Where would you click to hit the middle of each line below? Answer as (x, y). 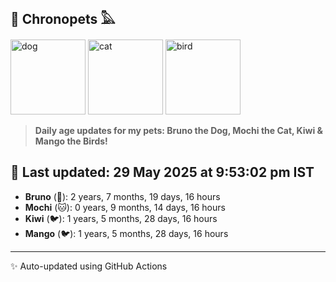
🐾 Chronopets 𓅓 (63, 19)
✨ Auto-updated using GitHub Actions (89, 266)
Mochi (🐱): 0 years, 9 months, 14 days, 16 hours (125, 207)
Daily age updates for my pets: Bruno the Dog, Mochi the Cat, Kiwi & (179, 130)
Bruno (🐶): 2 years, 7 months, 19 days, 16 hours (122, 196)
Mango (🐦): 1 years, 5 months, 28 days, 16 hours (126, 233)
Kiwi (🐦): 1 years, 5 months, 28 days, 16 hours (121, 218)
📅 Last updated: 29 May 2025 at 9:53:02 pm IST (162, 172)
